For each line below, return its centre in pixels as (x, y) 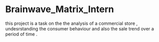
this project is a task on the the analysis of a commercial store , (72, 23)
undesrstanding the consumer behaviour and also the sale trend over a (80, 28)
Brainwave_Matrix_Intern (60, 9)
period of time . (21, 34)
